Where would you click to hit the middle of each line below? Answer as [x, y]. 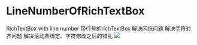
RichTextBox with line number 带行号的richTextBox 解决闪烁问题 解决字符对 [99, 28]
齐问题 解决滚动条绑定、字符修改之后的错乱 [59, 36]
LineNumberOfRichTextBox [75, 11]
